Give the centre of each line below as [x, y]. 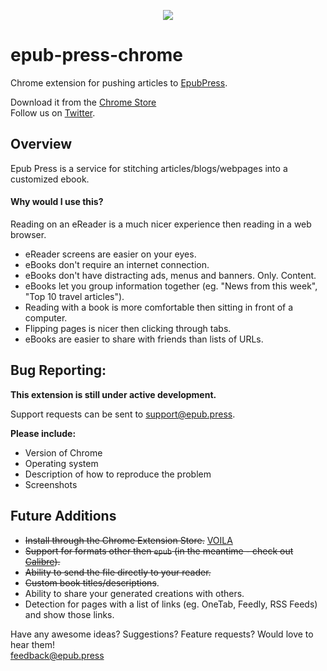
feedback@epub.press [57, 655]
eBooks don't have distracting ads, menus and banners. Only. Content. [170, 275]
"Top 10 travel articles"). [74, 296]
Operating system [61, 463]
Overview [41, 144]
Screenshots [51, 484]
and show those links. [69, 614]
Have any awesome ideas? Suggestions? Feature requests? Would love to [162, 634]
